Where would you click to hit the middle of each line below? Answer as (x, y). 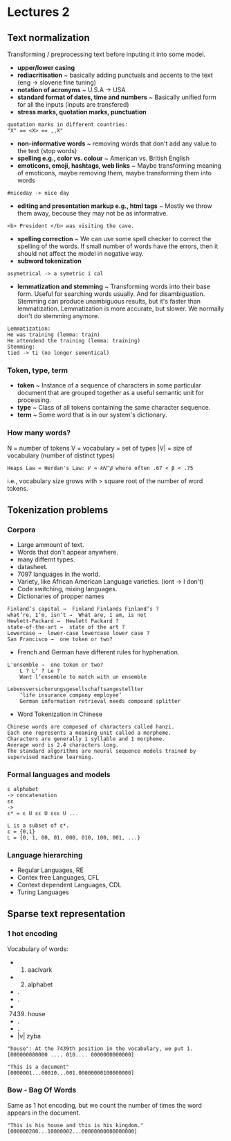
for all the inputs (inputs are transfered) (73, 104)
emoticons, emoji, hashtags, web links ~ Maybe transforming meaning (119, 166)
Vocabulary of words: (38, 949)
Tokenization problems (58, 510)
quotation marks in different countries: (68, 125)
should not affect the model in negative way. (80, 253)
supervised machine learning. (51, 757)
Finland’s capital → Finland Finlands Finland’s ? (83, 609)
